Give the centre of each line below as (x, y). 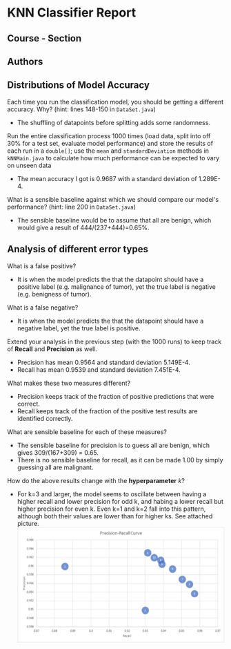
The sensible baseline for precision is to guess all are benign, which (113, 445)
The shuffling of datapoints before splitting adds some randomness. (113, 122)
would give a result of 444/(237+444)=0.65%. (83, 227)
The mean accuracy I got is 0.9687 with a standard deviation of (107, 178)
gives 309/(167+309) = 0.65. (58, 452)
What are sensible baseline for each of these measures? (87, 432)
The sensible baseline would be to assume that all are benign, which (114, 220)
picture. (28, 523)
